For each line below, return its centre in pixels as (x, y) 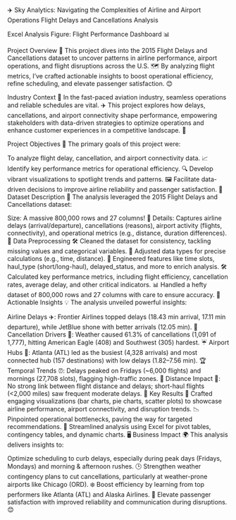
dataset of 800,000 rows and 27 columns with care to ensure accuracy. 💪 (114, 295)
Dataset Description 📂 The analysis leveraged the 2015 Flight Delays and (113, 197)
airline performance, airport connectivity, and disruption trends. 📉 (104, 409)
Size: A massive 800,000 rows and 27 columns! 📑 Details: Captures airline (114, 218)
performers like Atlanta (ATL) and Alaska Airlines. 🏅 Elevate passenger (109, 495)
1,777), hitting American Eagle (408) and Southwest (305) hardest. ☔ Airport (118, 342)
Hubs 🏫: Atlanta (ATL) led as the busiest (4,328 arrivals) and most (103, 352)
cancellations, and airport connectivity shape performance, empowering (112, 115)
